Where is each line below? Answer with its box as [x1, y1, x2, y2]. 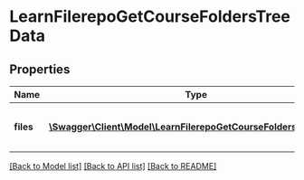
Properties [9, 62, 71, 77]
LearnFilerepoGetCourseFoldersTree [9, 6, 291, 27]
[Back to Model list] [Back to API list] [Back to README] [9, 161, 217, 171]
